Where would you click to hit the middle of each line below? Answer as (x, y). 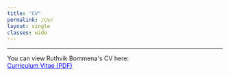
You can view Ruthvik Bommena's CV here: (68, 58)
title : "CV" (24, 13)
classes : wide (27, 33)
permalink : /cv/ (30, 20)
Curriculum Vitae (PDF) (40, 66)
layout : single (29, 26)
